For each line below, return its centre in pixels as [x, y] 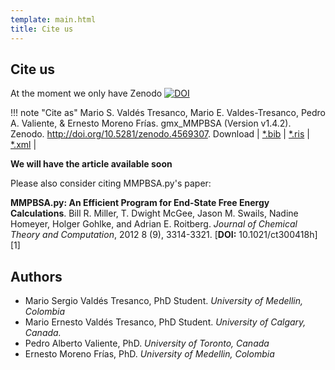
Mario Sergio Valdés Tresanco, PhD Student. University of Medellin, [164, 301]
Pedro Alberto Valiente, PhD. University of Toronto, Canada [147, 343]
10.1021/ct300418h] [278, 235]
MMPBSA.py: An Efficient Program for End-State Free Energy [140, 203]
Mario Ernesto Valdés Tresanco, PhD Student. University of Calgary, [165, 322]
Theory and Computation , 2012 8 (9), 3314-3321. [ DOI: [123, 235]
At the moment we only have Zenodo [86, 93]
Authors [36, 276]
